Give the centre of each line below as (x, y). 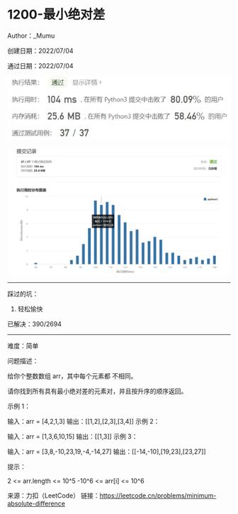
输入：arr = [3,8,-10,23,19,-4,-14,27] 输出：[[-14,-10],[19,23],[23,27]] (107, 451)
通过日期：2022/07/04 (40, 65)
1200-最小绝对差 (56, 15)
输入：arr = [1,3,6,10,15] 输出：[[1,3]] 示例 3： (73, 436)
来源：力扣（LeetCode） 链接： (54, 496)
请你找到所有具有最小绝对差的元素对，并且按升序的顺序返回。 (97, 391)
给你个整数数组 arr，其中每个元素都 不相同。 (72, 376)
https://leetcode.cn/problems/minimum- (158, 496)
